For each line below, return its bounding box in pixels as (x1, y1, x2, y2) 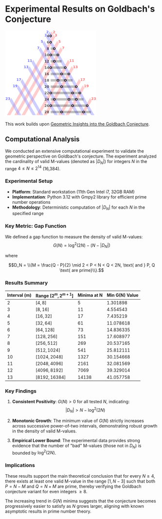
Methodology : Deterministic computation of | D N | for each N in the (12, 204, 145, 211)
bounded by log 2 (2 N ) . (12, 449, 56, 456)
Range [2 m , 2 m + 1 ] (36, 292, 74, 299)
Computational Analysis (5, 135, 80, 143)
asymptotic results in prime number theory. (5, 508, 91, 514)
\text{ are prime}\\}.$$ (59, 268, 104, 273)
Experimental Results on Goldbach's (5, 3, 155, 15)
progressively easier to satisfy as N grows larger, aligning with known (5, 503, 144, 509)
